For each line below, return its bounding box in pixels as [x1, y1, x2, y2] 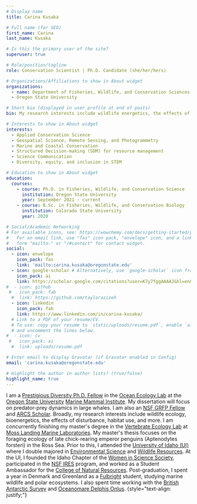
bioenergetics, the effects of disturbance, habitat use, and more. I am [6, 417, 174, 424]
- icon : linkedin [11, 300, 54, 307]
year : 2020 [21, 213, 49, 219]
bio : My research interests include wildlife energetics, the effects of [6, 111, 191, 117]
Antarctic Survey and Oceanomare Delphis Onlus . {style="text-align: [6, 485, 172, 492]
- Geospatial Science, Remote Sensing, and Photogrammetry [11, 137, 159, 144]
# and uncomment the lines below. [11, 328, 96, 333]
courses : [11, 181, 33, 186]
